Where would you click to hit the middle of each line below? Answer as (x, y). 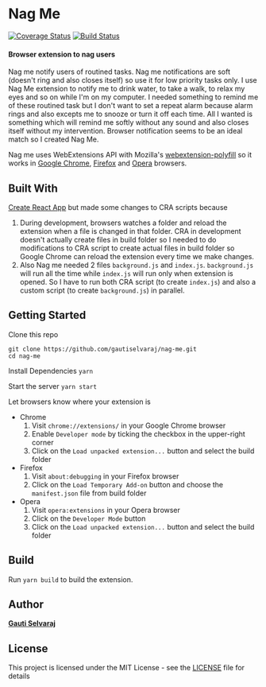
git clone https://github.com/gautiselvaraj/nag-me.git (102, 349)
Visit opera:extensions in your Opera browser (106, 510)
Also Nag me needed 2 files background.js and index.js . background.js (137, 265)
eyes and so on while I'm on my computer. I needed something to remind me (133, 97)
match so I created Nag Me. (54, 139)
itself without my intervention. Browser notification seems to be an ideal (125, 131)
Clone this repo (33, 334)
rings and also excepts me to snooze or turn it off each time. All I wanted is (130, 114)
